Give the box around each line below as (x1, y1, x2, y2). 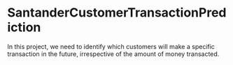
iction (7, 19, 41, 35)
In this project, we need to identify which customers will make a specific (7, 42, 216, 50)
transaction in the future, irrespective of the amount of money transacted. (7, 50, 220, 58)
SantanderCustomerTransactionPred (7, 5, 227, 21)
